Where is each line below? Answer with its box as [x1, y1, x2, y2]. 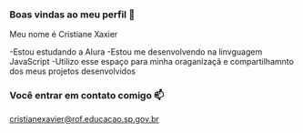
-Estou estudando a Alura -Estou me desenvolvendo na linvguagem [9, 46, 263, 57]
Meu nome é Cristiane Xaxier [9, 29, 118, 40]
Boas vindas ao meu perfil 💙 [9, 8, 136, 21]
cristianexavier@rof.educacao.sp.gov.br [9, 113, 159, 124]
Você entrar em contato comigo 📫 [9, 89, 165, 102]
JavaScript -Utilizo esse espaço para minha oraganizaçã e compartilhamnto [9, 56, 294, 67]
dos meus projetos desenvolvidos [9, 66, 136, 77]
